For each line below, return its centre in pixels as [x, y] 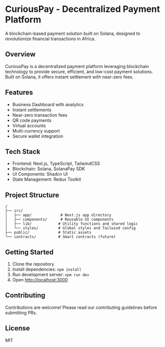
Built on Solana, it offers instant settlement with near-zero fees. [69, 77]
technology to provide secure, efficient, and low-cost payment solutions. [79, 71]
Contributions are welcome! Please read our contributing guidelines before [81, 307]
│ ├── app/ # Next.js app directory [58, 215]
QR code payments [32, 120]
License [18, 328]
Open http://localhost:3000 [40, 280]
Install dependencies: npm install [47, 269]
